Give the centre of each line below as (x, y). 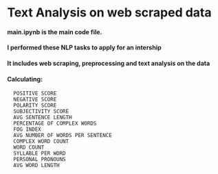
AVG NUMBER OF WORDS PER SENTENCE (63, 136)
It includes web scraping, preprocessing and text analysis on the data (109, 63)
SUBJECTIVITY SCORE (41, 112)
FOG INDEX (27, 129)
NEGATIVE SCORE (35, 100)
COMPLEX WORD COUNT (41, 142)
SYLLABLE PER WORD (40, 153)
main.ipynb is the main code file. (55, 32)
